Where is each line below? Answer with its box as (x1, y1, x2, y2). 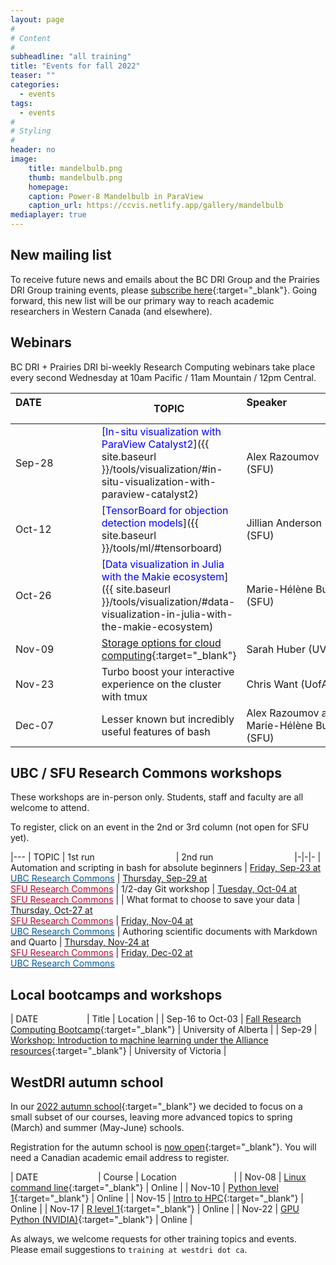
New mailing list (10, 247, 112, 264)
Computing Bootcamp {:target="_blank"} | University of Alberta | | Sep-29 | (10, 1024, 318, 1036)
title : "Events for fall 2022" (10, 61, 141, 71)
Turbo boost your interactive (101, 664, 235, 678)
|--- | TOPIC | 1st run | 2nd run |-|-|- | (10, 851, 322, 863)
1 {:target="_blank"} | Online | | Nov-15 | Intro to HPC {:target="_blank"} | (10, 1192, 305, 1205)
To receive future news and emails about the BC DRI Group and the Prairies (10, 273, 320, 285)
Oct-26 (15, 588, 52, 602)
